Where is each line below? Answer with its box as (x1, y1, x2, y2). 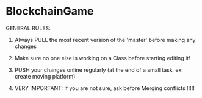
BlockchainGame (5, 4, 94, 18)
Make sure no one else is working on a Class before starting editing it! (14, 54, 190, 61)
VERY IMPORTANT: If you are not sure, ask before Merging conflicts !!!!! (14, 84, 195, 92)
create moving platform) (14, 72, 76, 80)
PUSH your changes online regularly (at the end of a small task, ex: (14, 66, 184, 74)
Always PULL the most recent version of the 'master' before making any (14, 36, 196, 43)
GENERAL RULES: (5, 24, 51, 32)
